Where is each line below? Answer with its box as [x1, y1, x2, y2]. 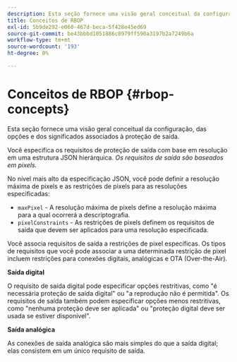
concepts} [7, 102, 70, 117]
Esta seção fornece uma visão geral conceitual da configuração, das [7, 124, 207, 133]
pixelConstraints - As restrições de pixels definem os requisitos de [17, 218, 215, 227]
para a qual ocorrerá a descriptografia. [17, 210, 130, 219]
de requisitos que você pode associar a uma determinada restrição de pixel [7, 246, 227, 255]
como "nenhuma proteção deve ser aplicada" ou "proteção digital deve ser [7, 304, 226, 313]
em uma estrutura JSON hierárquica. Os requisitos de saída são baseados [7, 153, 224, 162]
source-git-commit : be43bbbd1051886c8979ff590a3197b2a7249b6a [7, 30, 194, 37]
